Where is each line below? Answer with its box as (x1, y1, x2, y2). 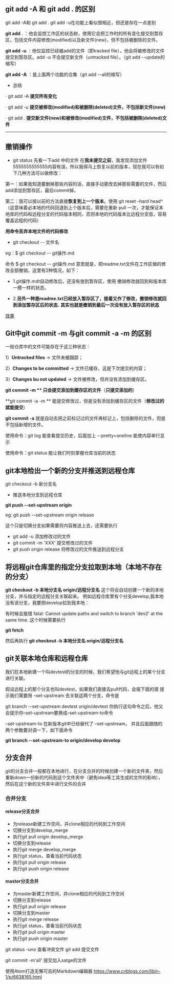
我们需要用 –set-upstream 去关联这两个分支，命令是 (9, 692, 119, 698)
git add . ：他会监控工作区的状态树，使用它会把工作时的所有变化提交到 (5, 30, 155, 36)
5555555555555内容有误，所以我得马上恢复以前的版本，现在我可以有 (12, 163, 160, 170)
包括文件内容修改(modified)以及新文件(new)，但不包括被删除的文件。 (14, 36, 160, 43)
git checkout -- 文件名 (12, 239, 60, 245)
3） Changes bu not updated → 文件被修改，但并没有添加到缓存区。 (5, 376, 149, 383)
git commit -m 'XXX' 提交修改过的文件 (12, 540, 93, 546)
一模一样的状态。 (12, 284, 49, 290)
